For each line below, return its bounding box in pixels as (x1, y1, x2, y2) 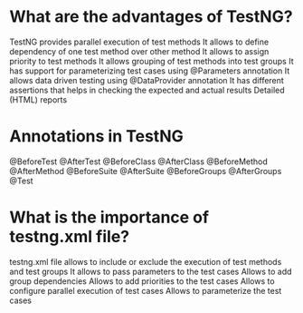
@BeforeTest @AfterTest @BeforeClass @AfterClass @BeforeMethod (9, 156, 269, 167)
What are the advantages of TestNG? (9, 6, 293, 27)
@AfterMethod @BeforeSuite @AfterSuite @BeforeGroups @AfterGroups (9, 165, 282, 176)
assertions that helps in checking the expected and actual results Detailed (9, 84, 285, 95)
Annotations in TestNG (9, 126, 184, 147)
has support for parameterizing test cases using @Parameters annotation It (9, 65, 290, 76)
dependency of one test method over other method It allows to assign (9, 45, 270, 56)
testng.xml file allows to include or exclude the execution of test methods (9, 256, 282, 267)
